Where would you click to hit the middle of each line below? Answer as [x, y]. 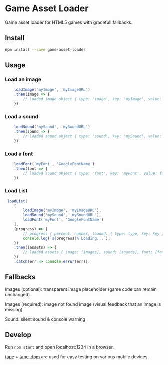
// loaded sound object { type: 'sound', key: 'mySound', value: [93, 136]
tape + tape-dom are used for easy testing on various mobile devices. [77, 357]
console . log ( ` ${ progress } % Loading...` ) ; [67, 238]
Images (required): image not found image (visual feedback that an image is [83, 304]
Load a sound [22, 116]
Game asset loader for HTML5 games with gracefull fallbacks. [69, 22]
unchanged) [18, 294]
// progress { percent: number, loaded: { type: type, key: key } [94, 234]
